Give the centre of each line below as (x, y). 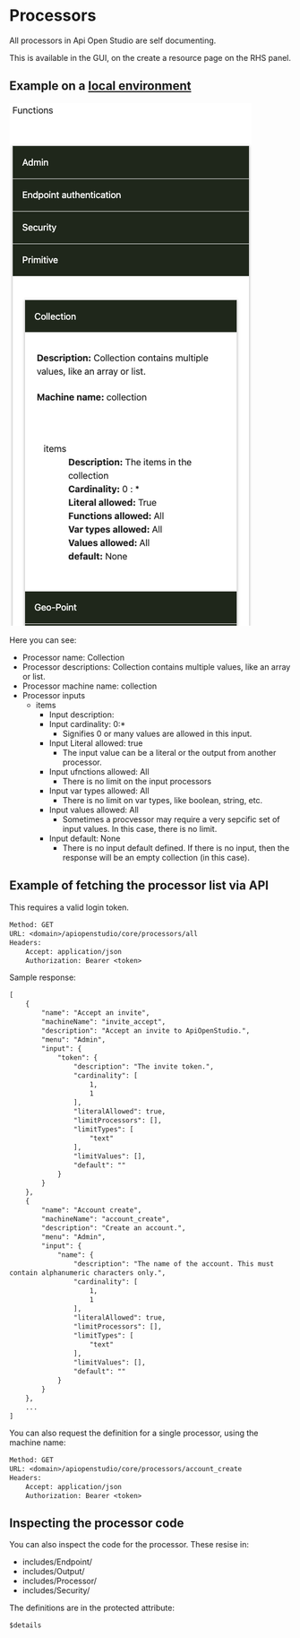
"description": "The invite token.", (144, 1066)
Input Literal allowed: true (96, 743)
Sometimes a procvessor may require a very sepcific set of (171, 819)
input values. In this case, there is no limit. (140, 828)
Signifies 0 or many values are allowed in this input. (157, 733)
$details (26, 1625)
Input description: (81, 715)
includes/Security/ (56, 1590)
